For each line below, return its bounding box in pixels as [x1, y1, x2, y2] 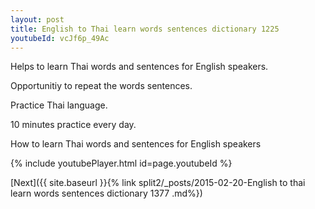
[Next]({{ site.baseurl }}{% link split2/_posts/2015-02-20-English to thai [10, 177, 306, 189]
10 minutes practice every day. [10, 119, 137, 131]
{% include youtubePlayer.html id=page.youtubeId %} [10, 157, 233, 170]
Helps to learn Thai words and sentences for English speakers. [10, 61, 269, 73]
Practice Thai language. [10, 99, 108, 111]
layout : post [10, 14, 65, 25]
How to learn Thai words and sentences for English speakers [10, 138, 262, 150]
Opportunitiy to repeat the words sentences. [10, 80, 193, 92]
